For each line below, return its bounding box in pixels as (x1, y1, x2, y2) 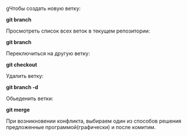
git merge (6, 106, 30, 113)
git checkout (6, 61, 37, 68)
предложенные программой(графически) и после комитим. (6, 124, 156, 130)
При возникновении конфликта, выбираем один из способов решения (6, 117, 182, 124)
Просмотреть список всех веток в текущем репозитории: (6, 27, 150, 34)
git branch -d (6, 84, 38, 91)
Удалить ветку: (6, 73, 44, 79)
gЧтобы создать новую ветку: (6, 5, 81, 12)
